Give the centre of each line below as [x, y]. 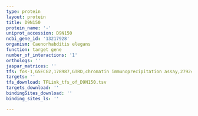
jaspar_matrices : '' [32, 66]
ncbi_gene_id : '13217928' [38, 39]
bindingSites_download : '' [39, 93]
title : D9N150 [24, 22]
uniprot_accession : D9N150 [39, 33]
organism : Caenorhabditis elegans [49, 45]
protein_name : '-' [29, 28]
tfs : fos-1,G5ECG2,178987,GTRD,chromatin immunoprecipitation [84, 71]
